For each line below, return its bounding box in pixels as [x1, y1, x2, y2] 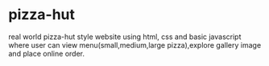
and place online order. [8, 49, 85, 58]
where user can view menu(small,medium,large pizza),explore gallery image [8, 40, 262, 49]
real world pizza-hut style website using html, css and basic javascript [8, 32, 242, 41]
